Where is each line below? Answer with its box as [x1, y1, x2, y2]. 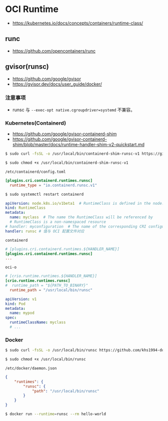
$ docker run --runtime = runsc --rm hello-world [5, 411, 106, 416]
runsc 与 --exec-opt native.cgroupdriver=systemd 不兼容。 [12, 107, 135, 113]
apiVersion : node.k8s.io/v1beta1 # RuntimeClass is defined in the [5, 201, 151, 206]
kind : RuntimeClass [5, 205, 46, 211]
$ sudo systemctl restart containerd [5, 192, 84, 197]
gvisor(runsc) [5, 63, 49, 71]
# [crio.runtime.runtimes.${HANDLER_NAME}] [5, 274, 97, 279]
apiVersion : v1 [5, 296, 37, 301]
